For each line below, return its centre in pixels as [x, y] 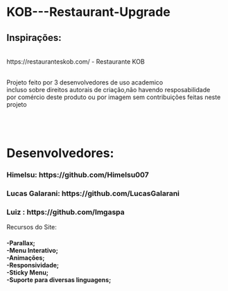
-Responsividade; [33, 265]
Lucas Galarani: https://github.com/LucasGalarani [93, 193]
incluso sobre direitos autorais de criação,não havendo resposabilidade [108, 90]
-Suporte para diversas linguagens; [59, 280]
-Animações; [26, 258]
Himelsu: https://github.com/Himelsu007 [78, 175]
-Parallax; [21, 242]
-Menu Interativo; [32, 250]
